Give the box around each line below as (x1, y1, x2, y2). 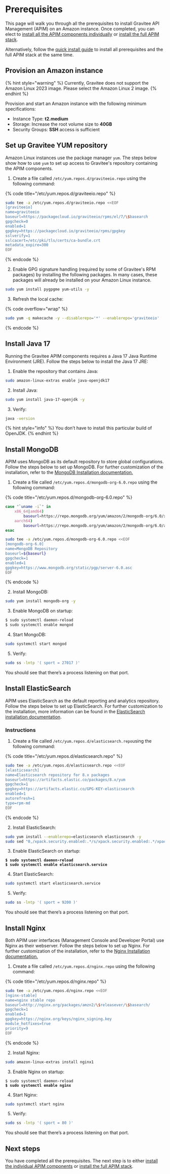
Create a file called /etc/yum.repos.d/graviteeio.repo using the (12, 175, 146, 181)
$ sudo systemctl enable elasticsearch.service (5, 862, 108, 867)
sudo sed (5, 839, 24, 844)
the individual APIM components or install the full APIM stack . (5, 1163, 134, 1169)
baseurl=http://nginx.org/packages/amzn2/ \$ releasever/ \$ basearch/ (5, 1002, 151, 1007)
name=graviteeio (5, 209, 39, 215)
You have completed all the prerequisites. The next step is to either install (5, 1158, 158, 1164)
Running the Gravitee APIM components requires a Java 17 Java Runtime (5, 353, 157, 359)
